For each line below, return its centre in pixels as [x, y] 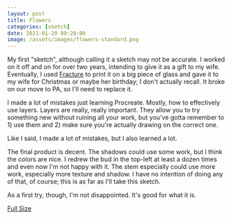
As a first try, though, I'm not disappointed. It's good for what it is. [102, 195]
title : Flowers [29, 20]
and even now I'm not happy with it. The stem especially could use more [111, 167]
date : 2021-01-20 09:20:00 [46, 33]
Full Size [19, 209]
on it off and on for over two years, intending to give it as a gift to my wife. [114, 67]
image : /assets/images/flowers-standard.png [73, 40]
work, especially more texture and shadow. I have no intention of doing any [115, 174]
